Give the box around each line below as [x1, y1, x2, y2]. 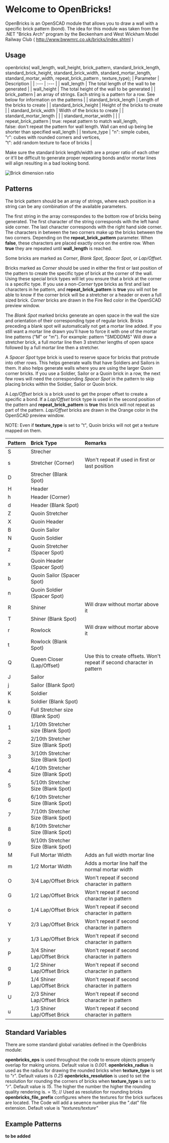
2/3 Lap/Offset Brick [30, 921, 79, 928]
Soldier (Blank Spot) [30, 698, 78, 705]
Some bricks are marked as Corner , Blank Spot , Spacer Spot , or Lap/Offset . [5, 255, 162, 261]
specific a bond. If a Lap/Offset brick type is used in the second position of [5, 396, 161, 402]
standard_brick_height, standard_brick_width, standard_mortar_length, [5, 70, 152, 76]
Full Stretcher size [30, 706, 73, 713]
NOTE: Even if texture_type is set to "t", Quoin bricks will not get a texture [5, 422, 159, 428]
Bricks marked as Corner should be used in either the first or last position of [5, 265, 162, 271]
